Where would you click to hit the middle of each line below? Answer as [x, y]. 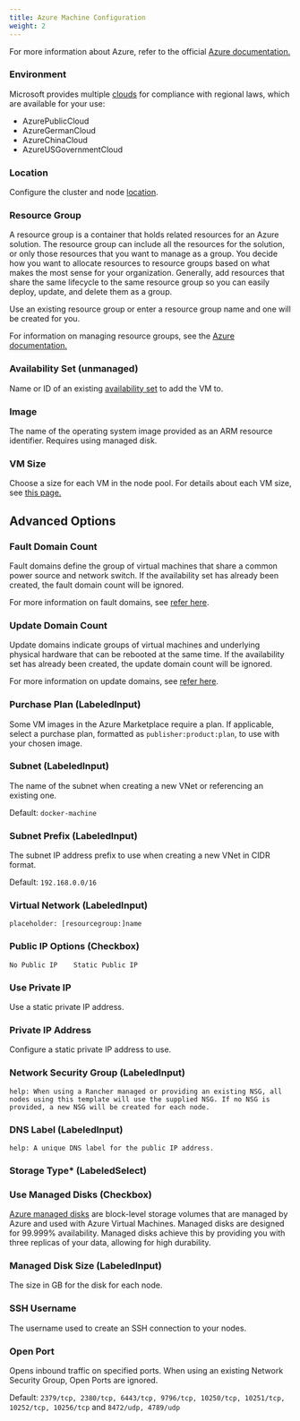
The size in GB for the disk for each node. [86, 1285]
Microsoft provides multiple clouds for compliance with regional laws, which [150, 94]
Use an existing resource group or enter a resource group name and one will [150, 309]
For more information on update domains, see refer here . [114, 681]
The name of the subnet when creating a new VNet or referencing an [137, 785]
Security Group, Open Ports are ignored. [84, 1381]
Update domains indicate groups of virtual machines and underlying [135, 645]
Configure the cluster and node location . [84, 193]
